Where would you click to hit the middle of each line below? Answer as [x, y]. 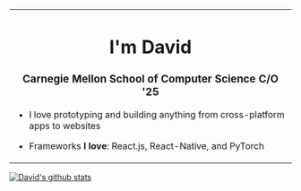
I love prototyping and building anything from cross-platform [157, 114]
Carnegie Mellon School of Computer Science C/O [150, 79]
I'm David [150, 47]
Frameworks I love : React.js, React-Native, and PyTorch [146, 145]
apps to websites [65, 126]
